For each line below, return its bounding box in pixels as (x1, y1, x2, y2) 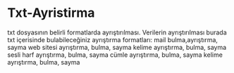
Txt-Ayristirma (7, 5, 95, 21)
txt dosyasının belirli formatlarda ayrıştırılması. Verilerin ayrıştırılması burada (7, 28, 227, 36)
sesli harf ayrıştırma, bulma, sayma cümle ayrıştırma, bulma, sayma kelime (7, 51, 223, 59)
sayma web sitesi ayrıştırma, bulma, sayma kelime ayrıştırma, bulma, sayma (7, 43, 227, 51)
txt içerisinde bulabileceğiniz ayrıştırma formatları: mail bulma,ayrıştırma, (7, 35, 218, 44)
